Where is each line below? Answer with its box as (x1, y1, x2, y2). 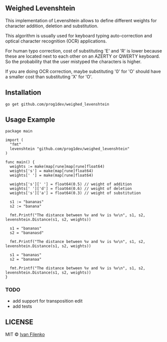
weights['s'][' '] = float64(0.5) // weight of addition (10, 182, 132, 187)
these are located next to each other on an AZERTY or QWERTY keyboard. (5, 53, 160, 59)
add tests (12, 303, 32, 309)
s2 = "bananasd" (10, 230, 44, 235)
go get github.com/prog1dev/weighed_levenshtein (5, 102, 109, 107)
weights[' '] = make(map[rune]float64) (10, 173, 94, 178)
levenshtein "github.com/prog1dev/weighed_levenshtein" (10, 146, 130, 152)
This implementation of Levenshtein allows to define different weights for (5, 17, 157, 23)
